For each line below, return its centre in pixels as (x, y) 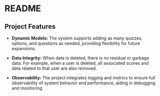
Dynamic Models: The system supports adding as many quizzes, (77, 38)
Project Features (30, 27)
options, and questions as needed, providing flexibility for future (76, 43)
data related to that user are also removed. (54, 68)
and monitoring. (27, 88)
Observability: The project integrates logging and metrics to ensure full (83, 78)
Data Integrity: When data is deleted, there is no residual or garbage (80, 58)
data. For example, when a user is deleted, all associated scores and (80, 63)
